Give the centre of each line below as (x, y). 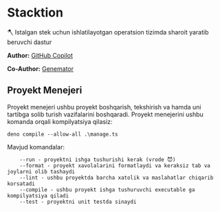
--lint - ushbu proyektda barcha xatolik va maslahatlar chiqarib (117, 178)
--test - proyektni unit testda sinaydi (78, 202)
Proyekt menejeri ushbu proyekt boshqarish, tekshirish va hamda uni (104, 107)
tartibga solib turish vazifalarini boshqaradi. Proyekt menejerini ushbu (106, 114)
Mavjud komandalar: (36, 147)
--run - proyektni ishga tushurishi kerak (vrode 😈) (98, 160)
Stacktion (35, 13)
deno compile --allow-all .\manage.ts (63, 134)
